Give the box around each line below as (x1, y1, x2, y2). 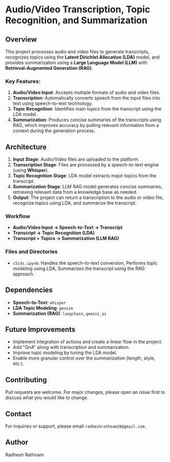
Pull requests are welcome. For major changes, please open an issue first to (5, 389, 165, 395)
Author (5, 438, 28, 447)
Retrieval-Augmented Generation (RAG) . (5, 65, 93, 71)
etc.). (12, 361, 24, 367)
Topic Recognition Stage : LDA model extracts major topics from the (12, 173, 157, 179)
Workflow (5, 213, 31, 220)
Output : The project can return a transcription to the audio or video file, (12, 194, 164, 201)
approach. (12, 271, 35, 277)
